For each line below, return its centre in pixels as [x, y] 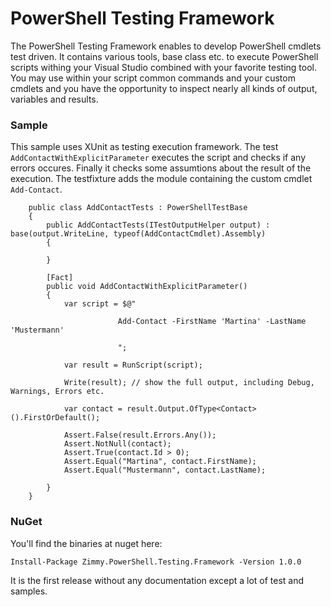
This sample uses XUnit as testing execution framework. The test [144, 147]
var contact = [93, 409]
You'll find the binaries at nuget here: [86, 543]
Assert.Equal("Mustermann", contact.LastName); [165, 470]
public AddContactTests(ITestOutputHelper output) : [158, 225]
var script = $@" [100, 304]
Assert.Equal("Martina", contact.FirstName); [160, 462]
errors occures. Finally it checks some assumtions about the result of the [161, 168]
